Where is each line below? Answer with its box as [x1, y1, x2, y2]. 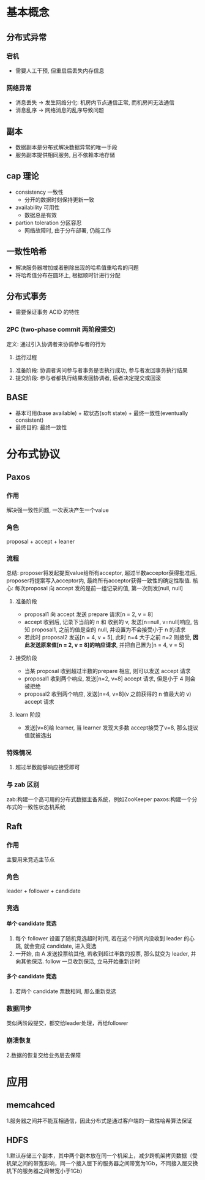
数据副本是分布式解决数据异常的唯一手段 [15, 143, 117, 151]
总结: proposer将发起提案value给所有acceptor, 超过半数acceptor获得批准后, [6, 569, 197, 576]
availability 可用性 [15, 204, 60, 211]
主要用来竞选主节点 [6, 856, 55, 863]
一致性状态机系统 [22, 803, 65, 810]
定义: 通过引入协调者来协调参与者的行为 [6, 340, 106, 348]
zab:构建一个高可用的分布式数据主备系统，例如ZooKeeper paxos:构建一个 [6, 795, 192, 803]
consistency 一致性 [15, 188, 64, 196]
